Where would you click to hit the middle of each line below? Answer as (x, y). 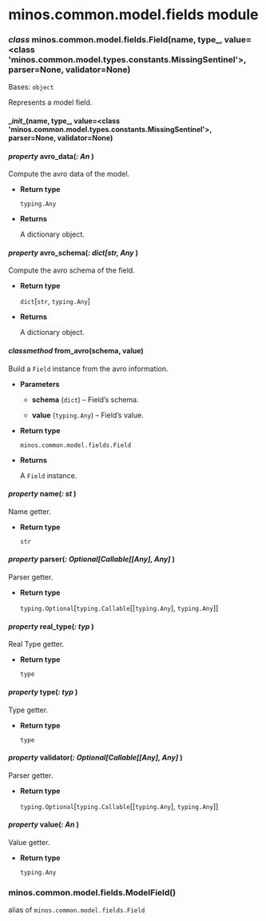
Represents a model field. (50, 102)
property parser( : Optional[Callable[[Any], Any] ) (92, 559)
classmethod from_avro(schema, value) (76, 351)
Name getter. (30, 511)
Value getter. (29, 842)
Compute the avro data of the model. (69, 174)
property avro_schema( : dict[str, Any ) (73, 253)
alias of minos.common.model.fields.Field (77, 910)
